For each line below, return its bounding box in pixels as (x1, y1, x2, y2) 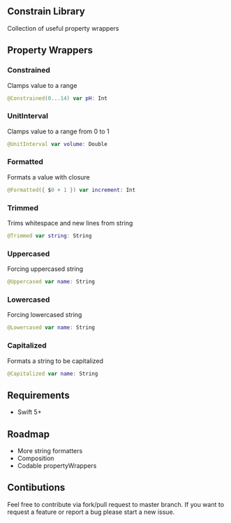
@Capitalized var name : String (7, 370, 98, 377)
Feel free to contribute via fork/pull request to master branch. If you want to (7, 500, 225, 508)
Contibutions (7, 482, 66, 494)
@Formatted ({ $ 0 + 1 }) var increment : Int (7, 186, 136, 193)
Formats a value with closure (7, 172, 91, 181)
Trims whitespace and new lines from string (7, 219, 133, 228)
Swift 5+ (17, 408, 42, 416)
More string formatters (17, 447, 83, 455)
